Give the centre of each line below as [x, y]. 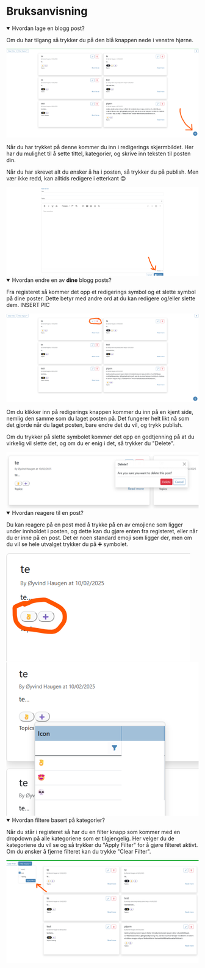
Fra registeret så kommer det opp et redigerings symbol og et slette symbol [101, 292]
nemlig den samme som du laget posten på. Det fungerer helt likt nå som [98, 419]
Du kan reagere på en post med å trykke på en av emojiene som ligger [95, 525]
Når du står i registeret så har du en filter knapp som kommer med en [93, 832]
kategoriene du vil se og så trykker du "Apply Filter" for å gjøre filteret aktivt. [102, 845]
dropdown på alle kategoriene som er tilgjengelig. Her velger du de [91, 838]
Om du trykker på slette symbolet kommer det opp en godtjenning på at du [100, 437]
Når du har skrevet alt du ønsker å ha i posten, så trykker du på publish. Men [103, 172]
